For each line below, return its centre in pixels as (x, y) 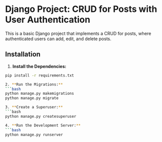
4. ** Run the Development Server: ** (43, 125)
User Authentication (48, 20)
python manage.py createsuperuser (41, 116)
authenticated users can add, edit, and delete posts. (58, 39)
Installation (23, 54)
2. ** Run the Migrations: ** (34, 84)
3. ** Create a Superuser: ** (34, 107)
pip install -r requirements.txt (40, 75)
